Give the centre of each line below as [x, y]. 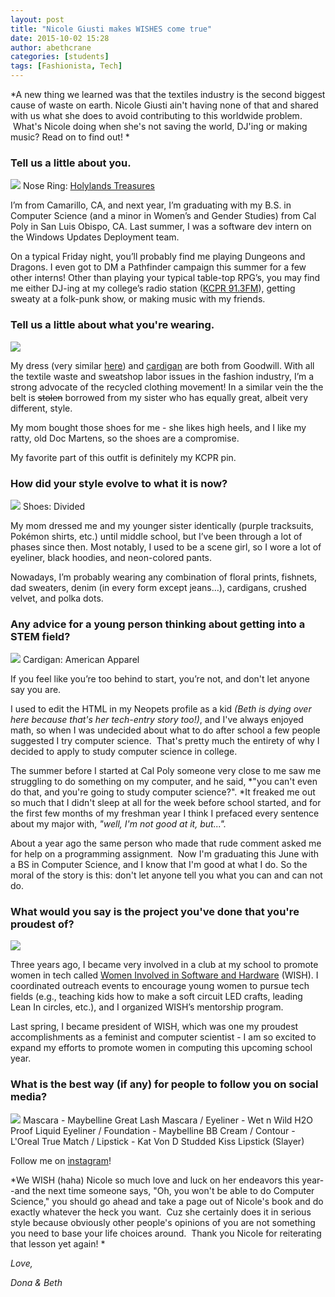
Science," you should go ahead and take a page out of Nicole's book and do [167, 1201]
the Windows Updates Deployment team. [95, 237]
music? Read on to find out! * [70, 137]
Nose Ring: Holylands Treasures [88, 186]
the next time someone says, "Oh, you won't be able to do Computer [173, 1190]
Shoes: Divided [54, 506]
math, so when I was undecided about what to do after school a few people [165, 730]
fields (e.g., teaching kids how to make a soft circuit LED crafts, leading [156, 997]
